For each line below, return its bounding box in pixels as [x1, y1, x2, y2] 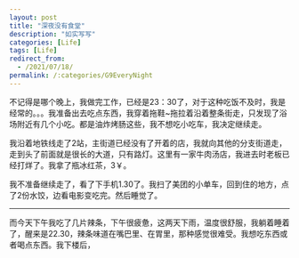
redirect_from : [9, 54, 66, 63]
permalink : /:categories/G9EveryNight [9, 71, 153, 80]
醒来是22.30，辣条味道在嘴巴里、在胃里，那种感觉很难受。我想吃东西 [24, 228, 280, 238]
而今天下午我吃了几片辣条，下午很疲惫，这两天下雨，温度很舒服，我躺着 [9, 217, 274, 228]
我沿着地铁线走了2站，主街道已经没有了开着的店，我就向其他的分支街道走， [9, 137, 287, 148]
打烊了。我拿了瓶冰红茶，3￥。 [16, 159, 132, 170]
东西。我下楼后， [32, 239, 95, 250]
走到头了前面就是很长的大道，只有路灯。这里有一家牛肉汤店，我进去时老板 [9, 149, 282, 159]
